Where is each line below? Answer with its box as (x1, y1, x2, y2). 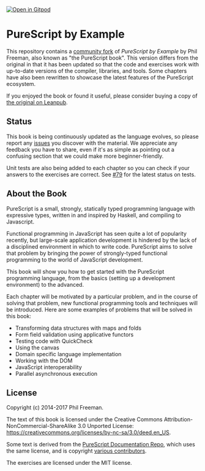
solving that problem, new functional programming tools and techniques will (6, 299, 198, 306)
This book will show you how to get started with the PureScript (6, 268, 165, 275)
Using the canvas (15, 344, 59, 351)
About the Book (6, 189, 67, 199)
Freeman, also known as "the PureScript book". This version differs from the (6, 54, 199, 61)
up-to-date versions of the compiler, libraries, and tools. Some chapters (6, 67, 187, 74)
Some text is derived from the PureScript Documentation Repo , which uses (6, 441, 196, 448)
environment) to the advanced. (6, 281, 84, 288)
